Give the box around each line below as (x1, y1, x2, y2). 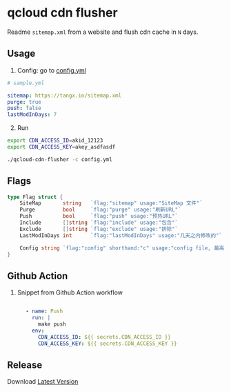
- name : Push (25, 308, 63, 315)
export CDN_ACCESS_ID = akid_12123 (7, 137, 103, 144)
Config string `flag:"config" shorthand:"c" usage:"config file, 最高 (19, 244, 225, 252)
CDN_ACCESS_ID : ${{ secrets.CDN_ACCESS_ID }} (37, 333, 171, 340)
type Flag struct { (7, 194, 63, 200)
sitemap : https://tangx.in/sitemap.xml (7, 92, 122, 99)
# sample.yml (7, 80, 45, 86)
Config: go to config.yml (17, 66, 86, 74)
